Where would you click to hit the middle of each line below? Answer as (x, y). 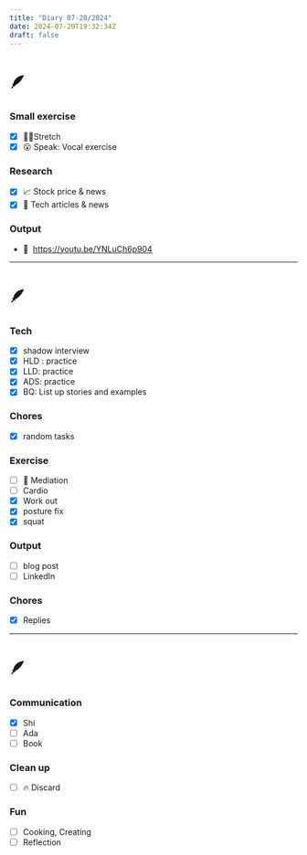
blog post (41, 565)
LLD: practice (48, 372)
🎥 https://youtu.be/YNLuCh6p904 (87, 248)
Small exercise (42, 117)
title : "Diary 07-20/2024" (61, 18)
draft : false (34, 35)
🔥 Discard (42, 787)
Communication (46, 702)
